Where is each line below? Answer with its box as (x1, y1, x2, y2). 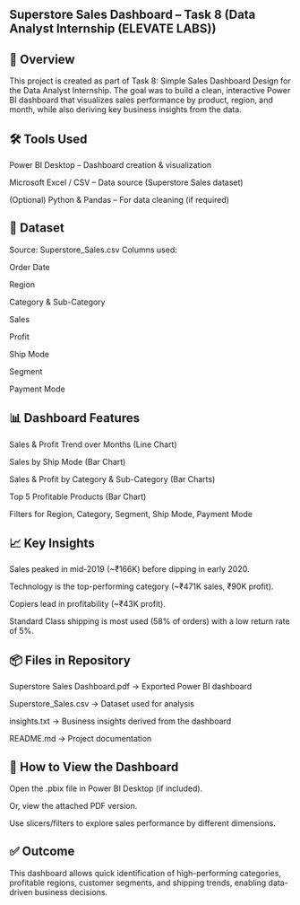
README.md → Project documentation (9, 734, 152, 744)
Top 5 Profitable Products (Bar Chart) (9, 491, 147, 502)
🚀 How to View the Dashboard (9, 759, 179, 775)
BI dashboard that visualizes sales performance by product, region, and (9, 94, 273, 106)
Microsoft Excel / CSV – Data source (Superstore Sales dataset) (9, 177, 244, 188)
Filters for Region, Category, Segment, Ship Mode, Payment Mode (9, 508, 253, 519)
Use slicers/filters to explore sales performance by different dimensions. (9, 818, 276, 829)
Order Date (9, 261, 51, 272)
